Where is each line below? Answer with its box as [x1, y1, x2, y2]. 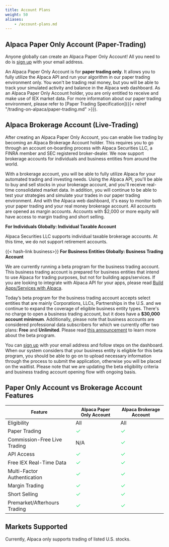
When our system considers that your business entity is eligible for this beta [5, 347, 163, 353]
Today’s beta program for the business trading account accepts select [5, 295, 151, 301]
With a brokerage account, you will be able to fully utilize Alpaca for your [5, 171, 156, 177]
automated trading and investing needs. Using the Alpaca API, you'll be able [5, 176, 162, 182]
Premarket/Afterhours [8, 499, 59, 506]
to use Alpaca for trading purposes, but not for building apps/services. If [5, 274, 155, 280]
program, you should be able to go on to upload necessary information [5, 353, 152, 359]
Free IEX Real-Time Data [8, 459, 67, 466]
